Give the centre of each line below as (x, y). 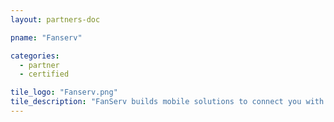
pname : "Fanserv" (46, 37)
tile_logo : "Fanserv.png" (64, 92)
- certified (44, 74)
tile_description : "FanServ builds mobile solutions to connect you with (167, 102)
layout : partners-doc (55, 19)
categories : (35, 56)
